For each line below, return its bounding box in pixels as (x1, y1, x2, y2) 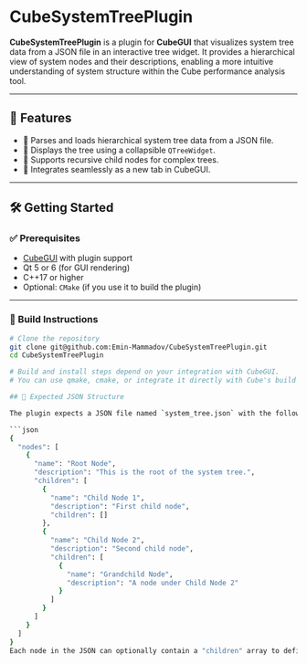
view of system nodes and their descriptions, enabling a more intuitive (9, 56, 274, 67)
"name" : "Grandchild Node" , (67, 569, 174, 579)
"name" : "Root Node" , (33, 459, 117, 469)
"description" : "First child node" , (49, 501, 190, 511)
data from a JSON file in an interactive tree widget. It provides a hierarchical (9, 46, 295, 57)
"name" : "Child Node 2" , (49, 536, 145, 545)
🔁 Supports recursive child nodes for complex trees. (22, 153, 219, 165)
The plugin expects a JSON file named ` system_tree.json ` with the (9, 408, 272, 417)
